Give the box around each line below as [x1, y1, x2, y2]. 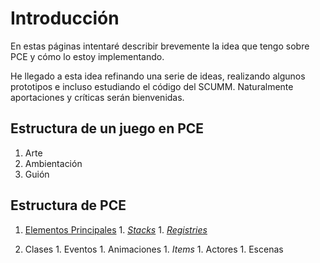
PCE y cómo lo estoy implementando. [10, 50, 165, 62]
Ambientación [24, 157, 83, 169]
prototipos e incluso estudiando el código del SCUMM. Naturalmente [10, 80, 294, 92]
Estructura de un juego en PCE [10, 120, 205, 137]
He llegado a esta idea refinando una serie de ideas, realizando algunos [10, 70, 306, 82]
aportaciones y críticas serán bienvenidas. [10, 91, 185, 103]
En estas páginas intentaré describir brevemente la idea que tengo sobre [10, 40, 310, 52]
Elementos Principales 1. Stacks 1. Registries [24, 223, 208, 236]
